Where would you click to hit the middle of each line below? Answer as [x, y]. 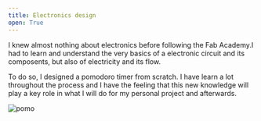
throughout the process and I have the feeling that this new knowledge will [129, 85]
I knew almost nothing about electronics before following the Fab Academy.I [131, 44]
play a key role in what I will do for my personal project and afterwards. [123, 93]
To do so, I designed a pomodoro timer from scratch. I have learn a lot [121, 77]
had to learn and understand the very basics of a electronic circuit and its [127, 53]
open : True [26, 23]
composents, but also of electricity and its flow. [85, 61]
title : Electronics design [52, 15]
